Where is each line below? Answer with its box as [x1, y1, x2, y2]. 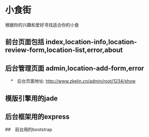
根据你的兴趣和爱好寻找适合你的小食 [5, 22, 79, 28]
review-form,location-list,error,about [5, 46, 123, 55]
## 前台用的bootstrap [5, 127, 52, 133]
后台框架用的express [5, 112, 70, 121]
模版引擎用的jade [5, 94, 58, 102]
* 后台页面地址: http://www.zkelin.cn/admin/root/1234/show [10, 78, 136, 84]
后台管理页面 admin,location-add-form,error [5, 64, 145, 72]
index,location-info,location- [45, 38, 137, 46]
